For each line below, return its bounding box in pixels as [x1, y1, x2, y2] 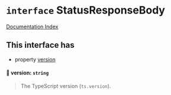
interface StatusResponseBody [6, 4, 166, 17]
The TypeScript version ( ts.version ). [20, 82, 111, 89]
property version [14, 55, 56, 63]
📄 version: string [6, 69, 49, 77]
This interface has [6, 40, 75, 50]
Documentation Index [6, 23, 59, 30]
